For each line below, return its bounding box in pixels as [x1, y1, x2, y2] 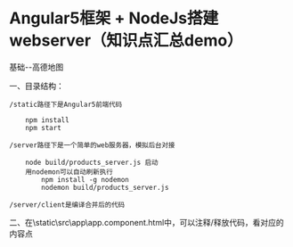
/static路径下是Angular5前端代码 [9, 100, 123, 109]
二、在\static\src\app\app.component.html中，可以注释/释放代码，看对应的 [9, 217, 284, 227]
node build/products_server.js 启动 [25, 158, 159, 167]
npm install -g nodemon [41, 175, 129, 184]
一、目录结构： [9, 80, 64, 91]
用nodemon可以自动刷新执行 [25, 167, 113, 177]
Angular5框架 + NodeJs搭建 [9, 8, 219, 29]
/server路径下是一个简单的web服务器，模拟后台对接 [9, 140, 175, 150]
